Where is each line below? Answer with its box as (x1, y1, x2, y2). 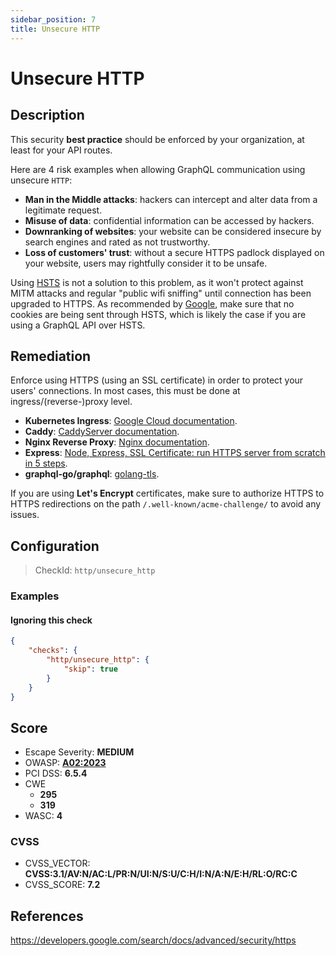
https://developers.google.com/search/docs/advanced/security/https (10, 934, 297, 946)
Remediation (10, 347, 92, 365)
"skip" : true (63, 664, 118, 674)
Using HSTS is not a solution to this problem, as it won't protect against (10, 276, 304, 288)
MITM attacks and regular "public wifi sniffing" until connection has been (10, 287, 312, 299)
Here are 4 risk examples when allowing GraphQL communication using (10, 163, 306, 175)
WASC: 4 (24, 810, 63, 822)
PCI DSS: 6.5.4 (24, 767, 88, 780)
